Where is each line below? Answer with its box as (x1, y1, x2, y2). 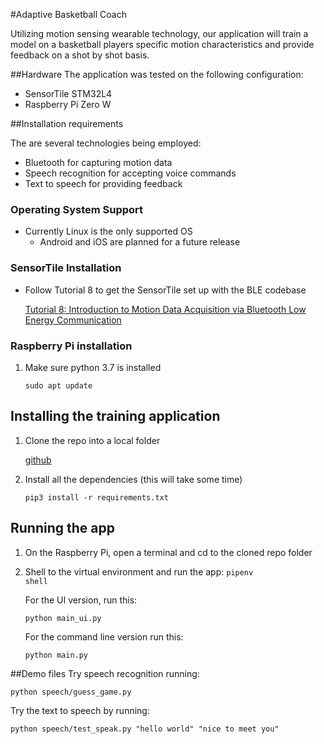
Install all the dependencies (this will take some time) (24, 473, 243, 485)
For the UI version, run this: (24, 594, 138, 606)
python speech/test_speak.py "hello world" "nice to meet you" (10, 724, 280, 734)
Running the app (10, 520, 115, 537)
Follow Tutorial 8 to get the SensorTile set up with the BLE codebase (24, 284, 307, 296)
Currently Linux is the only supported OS (24, 225, 193, 238)
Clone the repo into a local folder (24, 434, 161, 446)
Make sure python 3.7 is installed (24, 361, 162, 373)
